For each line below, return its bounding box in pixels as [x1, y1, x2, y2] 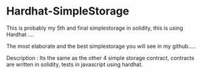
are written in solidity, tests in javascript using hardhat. [6, 61, 143, 68]
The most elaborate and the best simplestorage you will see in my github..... [6, 42, 197, 50]
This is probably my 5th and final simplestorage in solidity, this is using [6, 24, 184, 32]
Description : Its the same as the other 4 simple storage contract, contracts [6, 54, 195, 61]
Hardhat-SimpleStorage [6, 4, 130, 18]
